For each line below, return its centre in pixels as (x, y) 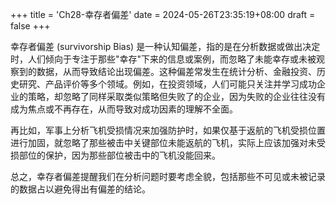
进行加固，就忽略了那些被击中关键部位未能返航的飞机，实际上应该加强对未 (163, 142)
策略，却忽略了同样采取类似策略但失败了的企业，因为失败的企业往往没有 (176, 96)
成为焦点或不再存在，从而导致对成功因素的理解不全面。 (124, 109)
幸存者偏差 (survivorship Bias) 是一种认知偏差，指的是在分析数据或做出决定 (165, 46)
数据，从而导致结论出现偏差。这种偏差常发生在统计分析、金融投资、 (176, 71)
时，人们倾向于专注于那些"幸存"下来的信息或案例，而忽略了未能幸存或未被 (163, 59)
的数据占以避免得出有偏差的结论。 (80, 189)
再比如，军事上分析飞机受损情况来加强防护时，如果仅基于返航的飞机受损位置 (168, 130)
